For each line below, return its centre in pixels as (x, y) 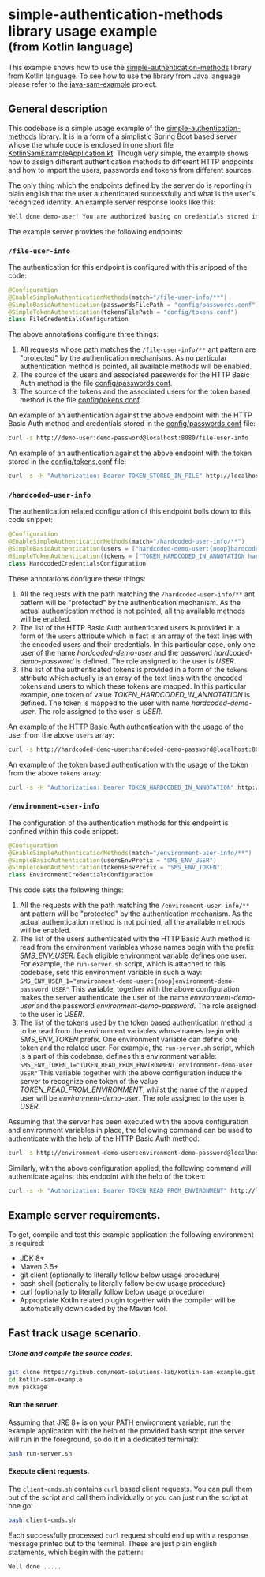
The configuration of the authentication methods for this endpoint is (118, 823)
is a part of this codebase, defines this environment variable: (118, 1056)
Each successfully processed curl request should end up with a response (128, 1535)
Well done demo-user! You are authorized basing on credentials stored (128, 216)
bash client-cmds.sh (42, 1520)
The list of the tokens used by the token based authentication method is (136, 1022)
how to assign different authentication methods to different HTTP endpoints (131, 161)
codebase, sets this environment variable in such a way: (111, 973)
